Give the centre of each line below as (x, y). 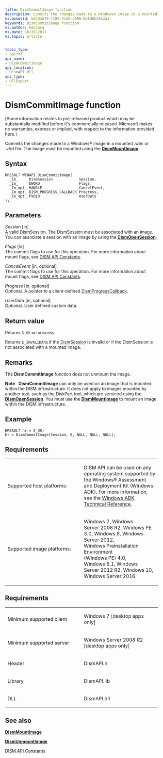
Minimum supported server (38, 643)
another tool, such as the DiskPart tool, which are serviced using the (73, 394)
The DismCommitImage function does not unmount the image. (68, 374)
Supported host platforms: (37, 485)
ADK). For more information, (116, 492)
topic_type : (17, 49)
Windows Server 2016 (110, 576)
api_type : (15, 77)
